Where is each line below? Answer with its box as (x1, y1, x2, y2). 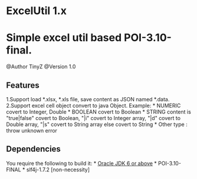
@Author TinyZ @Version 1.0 (6, 63, 76, 70)
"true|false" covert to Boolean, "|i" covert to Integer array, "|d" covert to (6, 114, 181, 121)
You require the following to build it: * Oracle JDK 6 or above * (6, 160, 157, 167)
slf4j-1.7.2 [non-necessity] (26, 166, 90, 173)
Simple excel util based (6, 31, 122, 45)
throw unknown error (6, 127, 58, 134)
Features (6, 80, 40, 90)
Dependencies (6, 144, 61, 154)
